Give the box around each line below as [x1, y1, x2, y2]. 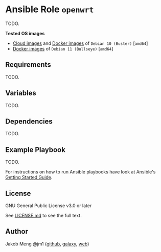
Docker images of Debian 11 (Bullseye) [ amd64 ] [12, 45, 113, 52]
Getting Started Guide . [5, 174, 53, 181]
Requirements [5, 60, 51, 69]
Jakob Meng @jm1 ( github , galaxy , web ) [5, 241, 89, 247]
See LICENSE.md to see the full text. [5, 213, 82, 218]
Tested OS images [5, 30, 45, 36]
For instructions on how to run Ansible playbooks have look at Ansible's [5, 169, 156, 175]
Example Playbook [5, 145, 65, 154]
